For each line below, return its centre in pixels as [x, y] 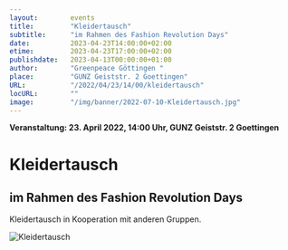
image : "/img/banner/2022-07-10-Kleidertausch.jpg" [125, 102]
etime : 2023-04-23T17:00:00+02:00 [91, 52]
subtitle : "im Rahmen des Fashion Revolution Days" [119, 34]
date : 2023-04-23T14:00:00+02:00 [91, 43]
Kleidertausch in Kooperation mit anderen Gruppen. [106, 219]
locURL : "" [44, 93]
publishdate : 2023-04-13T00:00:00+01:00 [91, 60]
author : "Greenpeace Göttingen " [87, 69]
